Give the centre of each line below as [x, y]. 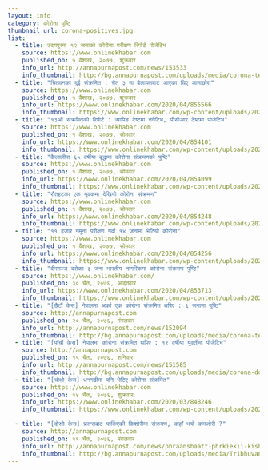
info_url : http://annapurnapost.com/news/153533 [104, 68]
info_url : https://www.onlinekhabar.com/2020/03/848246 [117, 402]
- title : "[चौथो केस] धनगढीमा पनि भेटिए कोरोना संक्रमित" [92, 380]
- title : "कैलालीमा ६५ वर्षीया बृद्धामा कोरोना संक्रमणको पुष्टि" [93, 157]
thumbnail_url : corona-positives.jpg [70, 30]
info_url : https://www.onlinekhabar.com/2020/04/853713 [117, 291]
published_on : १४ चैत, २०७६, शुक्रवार [78, 395]
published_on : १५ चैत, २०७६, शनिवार [78, 358]
